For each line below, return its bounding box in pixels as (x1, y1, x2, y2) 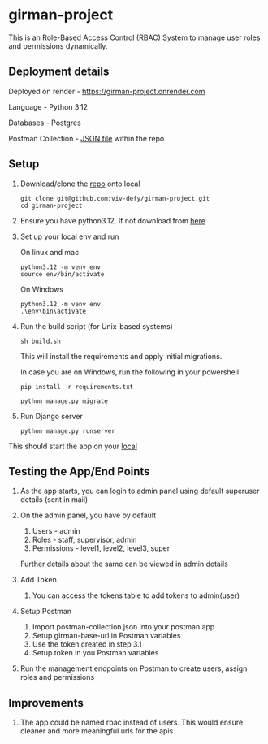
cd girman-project (19, 201, 83, 210)
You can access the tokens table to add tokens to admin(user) (32, 590, 240, 600)
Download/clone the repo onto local (19, 179, 140, 188)
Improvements (8, 696, 84, 710)
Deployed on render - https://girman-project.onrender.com (8, 86, 205, 96)
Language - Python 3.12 (8, 102, 88, 111)
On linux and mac (19, 247, 80, 257)
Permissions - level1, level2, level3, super (32, 543, 171, 553)
